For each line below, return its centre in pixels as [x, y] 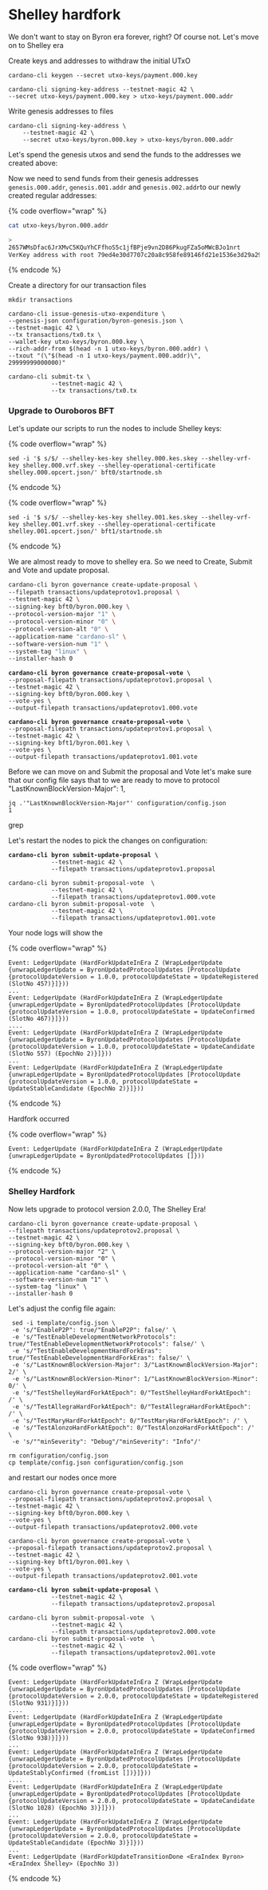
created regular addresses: [53, 195]
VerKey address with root [51, 255]
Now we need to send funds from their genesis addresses [104, 178]
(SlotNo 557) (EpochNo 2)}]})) [60, 1054]
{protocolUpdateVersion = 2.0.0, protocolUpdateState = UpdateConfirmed [132, 1731]
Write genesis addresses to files [61, 111]
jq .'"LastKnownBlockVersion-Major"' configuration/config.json [117, 804]
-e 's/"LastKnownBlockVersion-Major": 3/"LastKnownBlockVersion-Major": [135, 1365]
